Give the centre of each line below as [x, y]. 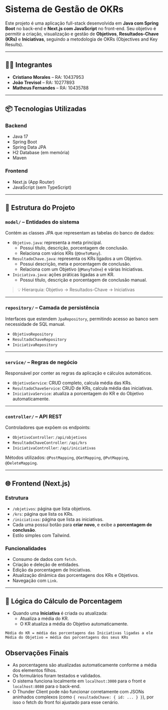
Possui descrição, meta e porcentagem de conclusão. [75, 264]
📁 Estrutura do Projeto [40, 208]
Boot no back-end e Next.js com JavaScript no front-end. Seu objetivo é [81, 28]
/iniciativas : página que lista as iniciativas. [58, 519]
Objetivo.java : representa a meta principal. [57, 243]
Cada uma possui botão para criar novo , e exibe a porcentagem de [82, 525]
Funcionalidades [26, 548]
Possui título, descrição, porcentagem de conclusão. [74, 248]
